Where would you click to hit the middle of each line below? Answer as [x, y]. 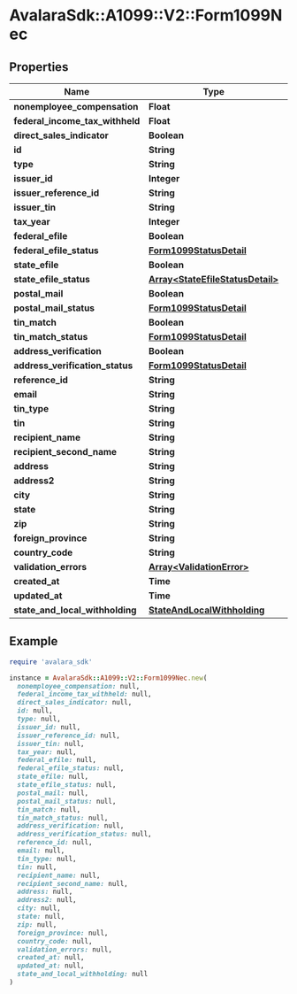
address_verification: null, [71, 826]
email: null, [41, 851]
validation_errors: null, [65, 949]
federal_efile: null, [57, 760]
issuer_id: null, [49, 727]
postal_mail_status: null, [67, 801]
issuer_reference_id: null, [69, 736]
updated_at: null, [51, 966]
